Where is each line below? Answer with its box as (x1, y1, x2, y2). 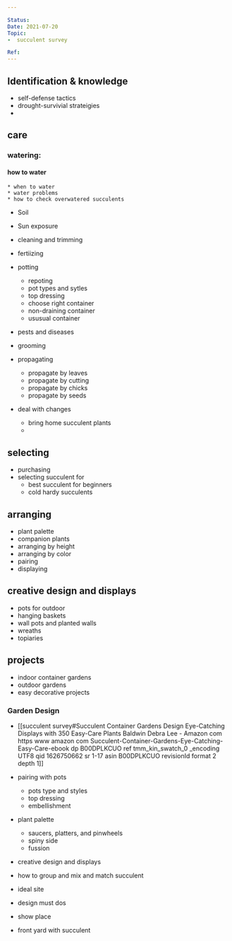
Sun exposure (17, 222, 59, 230)
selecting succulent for (17, 473, 85, 481)
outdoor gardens (17, 681, 67, 689)
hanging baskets (17, 611, 66, 620)
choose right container (28, 299, 94, 308)
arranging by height (17, 542, 75, 551)
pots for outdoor (17, 604, 66, 612)
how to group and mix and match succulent (17, 871, 144, 880)
